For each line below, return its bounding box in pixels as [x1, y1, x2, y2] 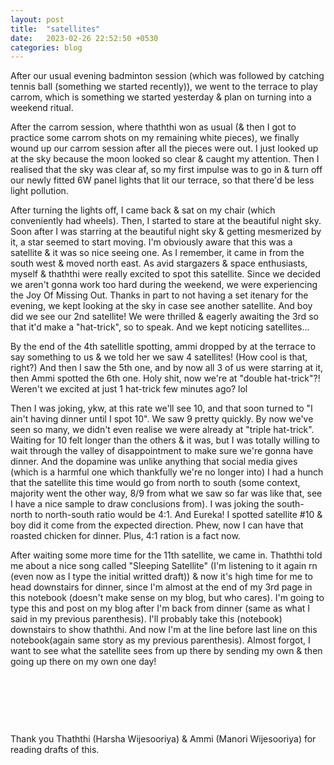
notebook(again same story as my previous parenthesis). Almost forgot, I [10, 634, 311, 646]
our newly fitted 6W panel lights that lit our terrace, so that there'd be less [10, 174, 315, 186]
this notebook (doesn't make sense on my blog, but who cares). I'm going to [10, 592, 325, 604]
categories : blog [10, 42, 83, 53]
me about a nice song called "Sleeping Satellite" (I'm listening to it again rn [10, 560, 318, 572]
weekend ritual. [10, 102, 74, 114]
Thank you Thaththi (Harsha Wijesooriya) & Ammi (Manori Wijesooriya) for [10, 733, 317, 745]
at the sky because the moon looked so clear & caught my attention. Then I [10, 153, 320, 165]
